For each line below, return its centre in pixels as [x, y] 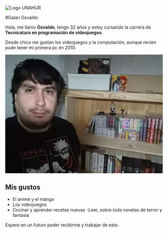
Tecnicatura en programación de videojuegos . [54, 32]
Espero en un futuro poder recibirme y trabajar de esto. [62, 225]
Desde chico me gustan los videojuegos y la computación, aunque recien [81, 42]
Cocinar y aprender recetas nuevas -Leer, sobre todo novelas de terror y [87, 210]
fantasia [21, 215]
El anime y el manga [33, 199]
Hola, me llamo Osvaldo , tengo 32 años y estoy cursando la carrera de [78, 27]
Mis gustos [23, 187]
